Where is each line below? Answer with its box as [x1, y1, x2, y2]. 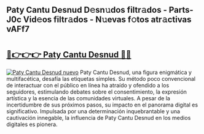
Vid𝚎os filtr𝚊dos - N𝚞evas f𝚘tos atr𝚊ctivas [23, 15, 192, 25]
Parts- [168, 5, 194, 15]
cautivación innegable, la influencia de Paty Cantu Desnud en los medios [6, 114, 191, 121]
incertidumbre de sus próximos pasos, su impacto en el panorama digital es [6, 101, 198, 108]
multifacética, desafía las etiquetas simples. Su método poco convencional [6, 75, 195, 82]
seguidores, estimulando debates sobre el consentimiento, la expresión [6, 88, 187, 95]
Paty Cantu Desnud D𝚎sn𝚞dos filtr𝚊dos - [6, 5, 168, 15]
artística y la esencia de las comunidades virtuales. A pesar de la [6, 95, 171, 102]
